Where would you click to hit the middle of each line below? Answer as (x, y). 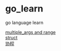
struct (11, 37)
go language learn (24, 22)
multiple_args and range (30, 32)
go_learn (24, 9)
